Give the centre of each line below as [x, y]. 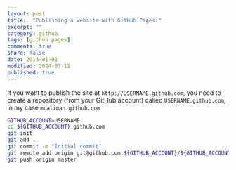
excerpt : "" [25, 27]
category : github [33, 33]
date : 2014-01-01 [33, 60]
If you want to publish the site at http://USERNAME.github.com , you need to [114, 93]
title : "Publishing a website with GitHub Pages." [84, 20]
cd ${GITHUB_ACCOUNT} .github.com [56, 127]
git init [20, 133]
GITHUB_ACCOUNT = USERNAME [44, 120]
